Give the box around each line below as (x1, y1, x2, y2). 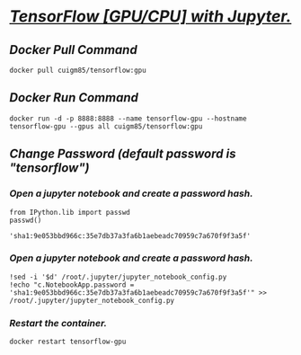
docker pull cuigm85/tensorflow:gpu (9, 66, 146, 75)
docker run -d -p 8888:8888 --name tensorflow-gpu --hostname (9, 114, 247, 123)
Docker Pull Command (9, 42, 137, 58)
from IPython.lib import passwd (9, 208, 130, 217)
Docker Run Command (9, 90, 139, 105)
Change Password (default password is (9, 146, 236, 162)
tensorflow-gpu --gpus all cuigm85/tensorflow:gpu (9, 121, 203, 131)
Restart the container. (9, 316, 108, 329)
